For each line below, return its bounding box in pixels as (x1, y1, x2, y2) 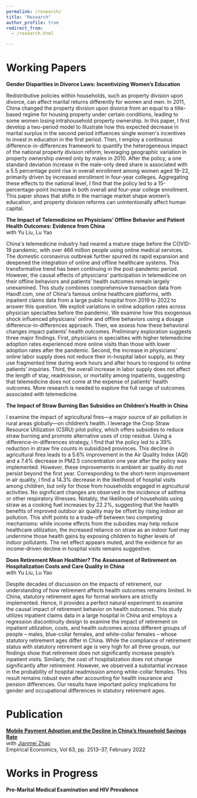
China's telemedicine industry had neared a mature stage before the (6, 240, 172, 248)
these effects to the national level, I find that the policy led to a (6, 180, 157, 187)
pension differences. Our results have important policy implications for (6, 681, 177, 688)
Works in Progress (6, 767, 98, 780)
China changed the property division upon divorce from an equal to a (6, 104, 173, 112)
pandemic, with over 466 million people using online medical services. (12, 247, 183, 254)
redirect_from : (6, 25, 44, 31)
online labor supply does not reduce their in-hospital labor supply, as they (6, 353, 185, 360)
